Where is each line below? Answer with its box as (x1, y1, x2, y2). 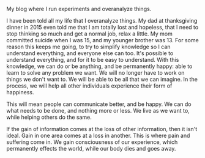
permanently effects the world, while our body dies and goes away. (6, 145, 176, 152)
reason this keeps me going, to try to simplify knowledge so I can (6, 43, 171, 50)
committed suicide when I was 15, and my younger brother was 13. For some (6, 37, 199, 43)
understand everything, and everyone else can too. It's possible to (6, 50, 174, 57)
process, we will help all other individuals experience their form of (6, 82, 173, 89)
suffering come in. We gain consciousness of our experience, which (6, 138, 178, 146)
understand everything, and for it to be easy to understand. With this (6, 56, 179, 63)
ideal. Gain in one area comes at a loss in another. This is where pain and (6, 132, 190, 139)
